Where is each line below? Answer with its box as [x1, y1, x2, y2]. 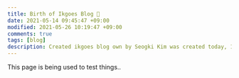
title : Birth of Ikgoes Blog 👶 [7, 10, 100, 18]
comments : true [7, 30, 53, 38]
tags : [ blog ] [7, 37, 46, 44]
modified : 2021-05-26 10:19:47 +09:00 [7, 23, 122, 30]
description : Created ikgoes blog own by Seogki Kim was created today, [7, 43, 228, 50]
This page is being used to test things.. [7, 63, 122, 71]
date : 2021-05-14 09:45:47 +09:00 [7, 17, 110, 24]
